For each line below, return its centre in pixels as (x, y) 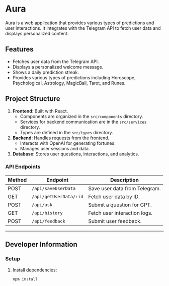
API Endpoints (23, 167)
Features (19, 49)
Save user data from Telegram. (124, 188)
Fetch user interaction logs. (120, 213)
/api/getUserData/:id (58, 196)
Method (17, 180)
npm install (25, 279)
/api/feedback (49, 221)
